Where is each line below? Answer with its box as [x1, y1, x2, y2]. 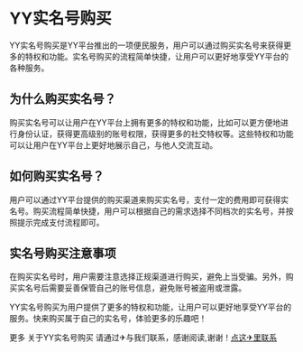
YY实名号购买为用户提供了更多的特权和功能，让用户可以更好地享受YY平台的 [9, 301, 292, 312]
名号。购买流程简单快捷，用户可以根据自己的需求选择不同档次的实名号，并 [9, 205, 286, 217]
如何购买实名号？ [9, 169, 105, 184]
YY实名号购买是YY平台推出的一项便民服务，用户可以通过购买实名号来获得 [9, 40, 284, 51]
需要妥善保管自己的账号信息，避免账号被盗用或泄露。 [48, 283, 246, 293]
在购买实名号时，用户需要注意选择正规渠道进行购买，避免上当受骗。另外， [9, 272, 286, 283]
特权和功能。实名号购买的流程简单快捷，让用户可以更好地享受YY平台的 [24, 51, 289, 61]
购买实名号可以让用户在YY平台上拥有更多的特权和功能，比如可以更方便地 [9, 116, 281, 127]
